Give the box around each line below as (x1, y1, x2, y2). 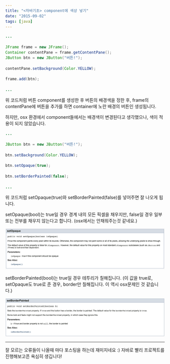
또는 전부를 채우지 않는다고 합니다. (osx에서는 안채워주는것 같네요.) (5, 217, 138, 223)
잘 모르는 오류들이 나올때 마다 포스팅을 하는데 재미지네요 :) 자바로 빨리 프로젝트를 (5, 347, 165, 353)
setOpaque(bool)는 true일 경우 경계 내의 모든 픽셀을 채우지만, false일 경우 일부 (5, 211, 163, 217)
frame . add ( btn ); (5, 76, 39, 82)
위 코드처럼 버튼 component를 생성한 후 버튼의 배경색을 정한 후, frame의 (5, 97, 149, 103)
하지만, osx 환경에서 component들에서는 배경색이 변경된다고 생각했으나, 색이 (5, 114, 158, 120)
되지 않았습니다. (14, 120, 46, 126)
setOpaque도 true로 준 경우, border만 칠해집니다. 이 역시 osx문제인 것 (5, 281, 145, 288)
